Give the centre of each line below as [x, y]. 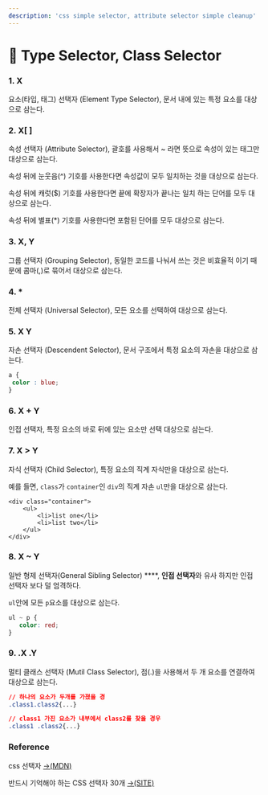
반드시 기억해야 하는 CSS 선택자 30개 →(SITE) [81, 783]
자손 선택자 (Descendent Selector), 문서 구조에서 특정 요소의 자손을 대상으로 [129, 350]
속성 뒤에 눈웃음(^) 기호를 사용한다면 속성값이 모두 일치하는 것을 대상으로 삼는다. [134, 176]
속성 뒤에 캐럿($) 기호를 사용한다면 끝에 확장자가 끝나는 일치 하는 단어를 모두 [128, 193]
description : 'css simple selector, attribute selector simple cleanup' [132, 16]
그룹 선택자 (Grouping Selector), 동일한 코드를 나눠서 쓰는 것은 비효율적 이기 [128, 260]
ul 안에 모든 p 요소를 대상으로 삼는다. [64, 602]
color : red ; [39, 625]
